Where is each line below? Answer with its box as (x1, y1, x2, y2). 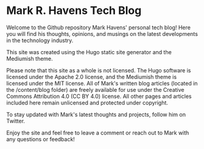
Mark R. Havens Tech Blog (6, 4, 142, 18)
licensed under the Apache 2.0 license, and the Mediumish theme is (6, 73, 177, 80)
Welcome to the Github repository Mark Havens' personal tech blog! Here (6, 24, 191, 31)
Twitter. (6, 117, 26, 125)
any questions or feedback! (6, 135, 75, 143)
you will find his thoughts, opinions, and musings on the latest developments (6, 30, 198, 37)
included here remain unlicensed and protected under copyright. (6, 99, 169, 106)
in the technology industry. (6, 36, 74, 44)
